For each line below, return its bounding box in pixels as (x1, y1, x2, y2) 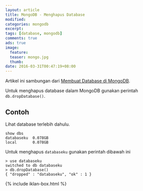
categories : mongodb (5, 21, 49, 27)
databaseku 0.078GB (5, 135, 49, 140)
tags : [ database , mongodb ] (5, 31, 62, 36)
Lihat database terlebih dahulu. (5, 121, 70, 127)
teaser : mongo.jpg (10, 54, 49, 60)
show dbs (5, 131, 24, 136)
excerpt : (5, 26, 24, 31)
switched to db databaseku (5, 163, 62, 168)
